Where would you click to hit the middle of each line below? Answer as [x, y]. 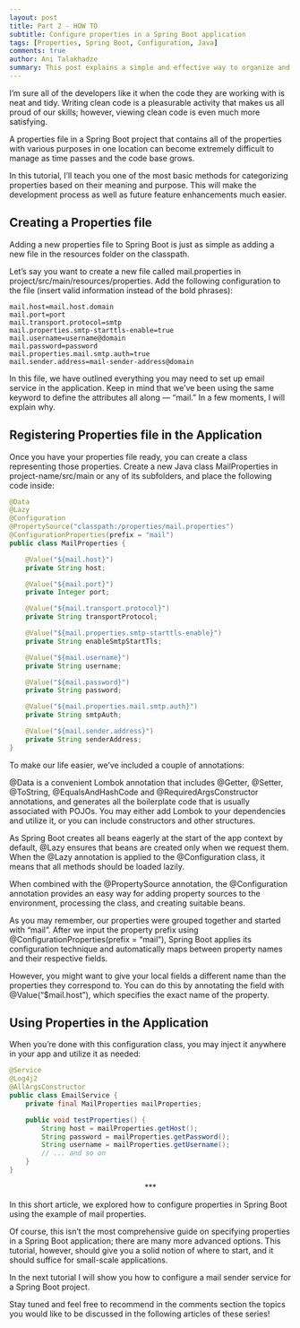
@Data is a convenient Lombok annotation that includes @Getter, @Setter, [146, 782]
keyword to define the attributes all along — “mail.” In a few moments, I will [147, 397]
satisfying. [28, 121]
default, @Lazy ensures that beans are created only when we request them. [149, 847]
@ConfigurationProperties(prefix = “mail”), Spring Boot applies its [131, 939]
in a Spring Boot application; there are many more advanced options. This [145, 1241]
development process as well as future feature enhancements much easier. [148, 195]
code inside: [32, 485]
